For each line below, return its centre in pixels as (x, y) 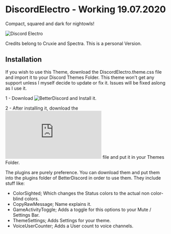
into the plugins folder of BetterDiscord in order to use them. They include (83, 178)
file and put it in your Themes (133, 157)
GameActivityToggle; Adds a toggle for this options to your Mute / (82, 209)
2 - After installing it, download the (42, 108)
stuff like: (15, 183)
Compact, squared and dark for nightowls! (50, 24)
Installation (24, 60)
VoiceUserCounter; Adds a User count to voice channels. (73, 226)
